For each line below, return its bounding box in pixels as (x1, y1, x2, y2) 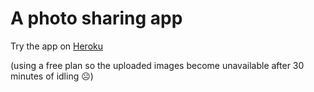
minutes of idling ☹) (10, 70, 94, 82)
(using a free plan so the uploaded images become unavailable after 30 (10, 59, 305, 71)
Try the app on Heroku (10, 40, 104, 52)
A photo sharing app (10, 7, 183, 30)
